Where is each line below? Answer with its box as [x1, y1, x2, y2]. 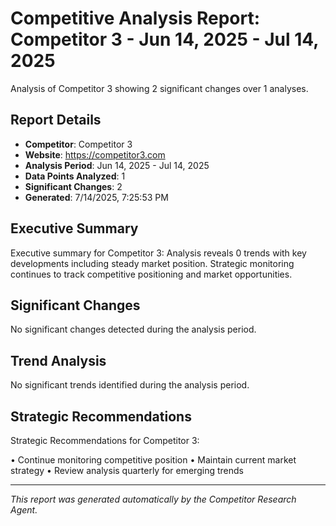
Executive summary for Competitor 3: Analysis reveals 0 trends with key [10, 247, 307, 259]
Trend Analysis [10, 352, 107, 369]
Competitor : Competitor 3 [24, 138, 133, 150]
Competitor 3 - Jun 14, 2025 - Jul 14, [10, 28, 319, 51]
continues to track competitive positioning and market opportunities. [10, 268, 293, 280]
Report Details [10, 112, 102, 129]
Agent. [10, 504, 38, 516]
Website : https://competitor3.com [24, 148, 166, 161]
